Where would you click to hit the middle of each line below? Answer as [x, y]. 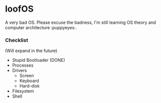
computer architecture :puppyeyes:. [41, 27]
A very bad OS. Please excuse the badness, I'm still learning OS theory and [80, 22]
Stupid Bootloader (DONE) [39, 60]
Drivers [20, 70]
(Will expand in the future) [31, 51]
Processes [23, 65]
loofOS [19, 9]
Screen [27, 76]
